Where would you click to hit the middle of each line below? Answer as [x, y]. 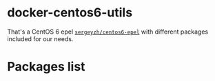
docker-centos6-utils [70, 13]
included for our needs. [40, 38]
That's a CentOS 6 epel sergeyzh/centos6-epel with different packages [108, 32]
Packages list [46, 67]
